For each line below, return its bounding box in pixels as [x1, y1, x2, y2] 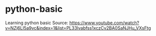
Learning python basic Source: [5, 20, 69, 26]
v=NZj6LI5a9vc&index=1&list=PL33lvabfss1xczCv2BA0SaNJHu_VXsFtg [5, 25, 151, 31]
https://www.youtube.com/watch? [69, 20, 140, 26]
